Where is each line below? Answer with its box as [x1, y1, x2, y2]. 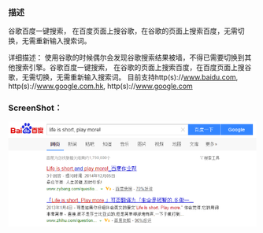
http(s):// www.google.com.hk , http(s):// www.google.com [8, 81, 193, 91]
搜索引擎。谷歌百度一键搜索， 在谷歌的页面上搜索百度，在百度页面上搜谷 [14, 63, 252, 72]
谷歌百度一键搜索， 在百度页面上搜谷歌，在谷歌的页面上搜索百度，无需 [8, 26, 238, 36]
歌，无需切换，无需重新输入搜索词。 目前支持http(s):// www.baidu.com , [8, 72, 239, 82]
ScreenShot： [8, 102, 63, 113]
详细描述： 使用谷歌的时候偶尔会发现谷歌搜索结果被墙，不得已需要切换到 [8, 53, 245, 62]
